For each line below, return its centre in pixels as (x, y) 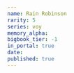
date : (15, 53)
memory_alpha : (28, 33)
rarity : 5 (22, 20)
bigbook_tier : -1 (32, 40)
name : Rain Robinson (37, 14)
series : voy (24, 26)
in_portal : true (31, 46)
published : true (31, 59)
